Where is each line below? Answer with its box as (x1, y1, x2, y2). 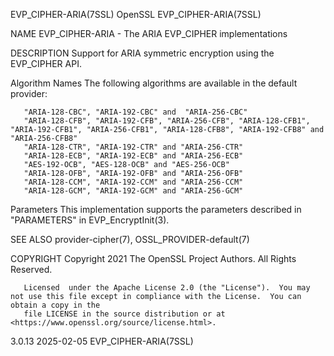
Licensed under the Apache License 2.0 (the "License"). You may (23, 283, 311, 293)
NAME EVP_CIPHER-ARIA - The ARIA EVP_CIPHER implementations (10, 28, 288, 39)
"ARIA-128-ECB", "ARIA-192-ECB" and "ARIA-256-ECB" (23, 151, 244, 161)
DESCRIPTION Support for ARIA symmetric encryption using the (10, 47, 275, 59)
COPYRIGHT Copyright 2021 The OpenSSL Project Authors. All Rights (10, 253, 297, 264)
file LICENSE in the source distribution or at (23, 309, 226, 319)
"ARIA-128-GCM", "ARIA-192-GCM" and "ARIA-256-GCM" (23, 186, 244, 196)
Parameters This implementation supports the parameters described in (10, 204, 302, 215)
